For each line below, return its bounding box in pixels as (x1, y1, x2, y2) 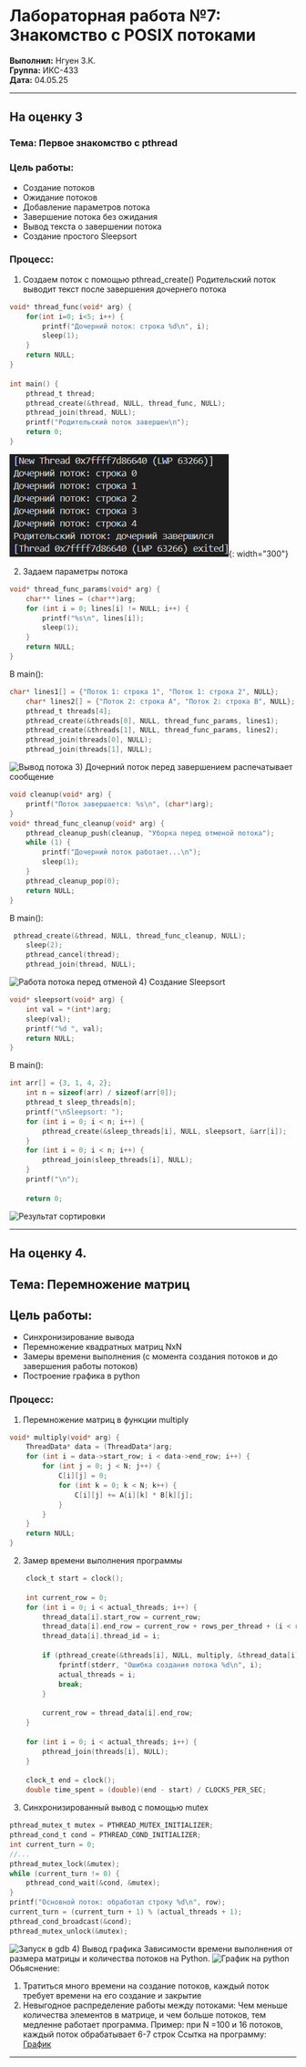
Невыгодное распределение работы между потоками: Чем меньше (22, 1999, 289, 2010)
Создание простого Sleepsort (22, 230, 138, 242)
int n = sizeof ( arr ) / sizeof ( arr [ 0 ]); (25, 1088, 178, 1097)
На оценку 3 (9, 109, 84, 125)
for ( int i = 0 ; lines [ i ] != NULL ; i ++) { (25, 604, 189, 613)
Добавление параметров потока (22, 202, 150, 213)
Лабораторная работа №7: (9, 5, 221, 26)
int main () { (9, 379, 59, 389)
